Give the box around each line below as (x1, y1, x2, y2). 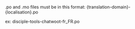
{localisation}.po (5, 9, 38, 15)
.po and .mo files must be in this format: (5, 4, 86, 10)
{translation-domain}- (86, 4, 131, 10)
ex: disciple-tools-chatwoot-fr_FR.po (5, 19, 80, 24)
